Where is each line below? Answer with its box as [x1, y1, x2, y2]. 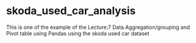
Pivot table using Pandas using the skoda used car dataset [6, 29, 150, 37]
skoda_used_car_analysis [6, 4, 136, 18]
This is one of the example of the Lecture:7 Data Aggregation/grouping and [6, 24, 190, 31]
